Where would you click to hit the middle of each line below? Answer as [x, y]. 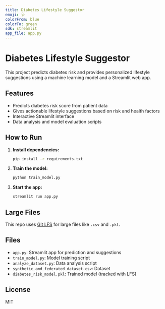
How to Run [24, 137]
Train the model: [30, 168]
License [18, 290]
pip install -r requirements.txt [48, 159]
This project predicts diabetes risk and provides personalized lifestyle [77, 72]
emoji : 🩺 [15, 15]
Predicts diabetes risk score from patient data [60, 105]
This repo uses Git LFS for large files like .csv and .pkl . [63, 224]
